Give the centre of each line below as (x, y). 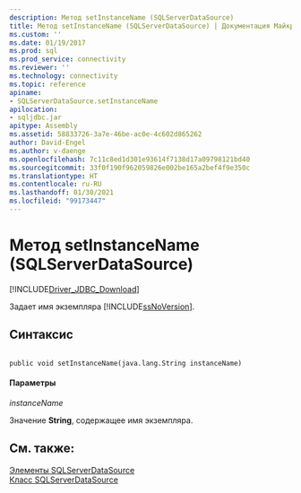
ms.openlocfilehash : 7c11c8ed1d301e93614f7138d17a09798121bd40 (130, 159)
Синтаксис (41, 335)
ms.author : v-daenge (48, 151)
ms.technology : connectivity (64, 76)
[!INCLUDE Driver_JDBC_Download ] (75, 289)
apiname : (26, 92)
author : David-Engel (48, 143)
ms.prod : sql (34, 51)
